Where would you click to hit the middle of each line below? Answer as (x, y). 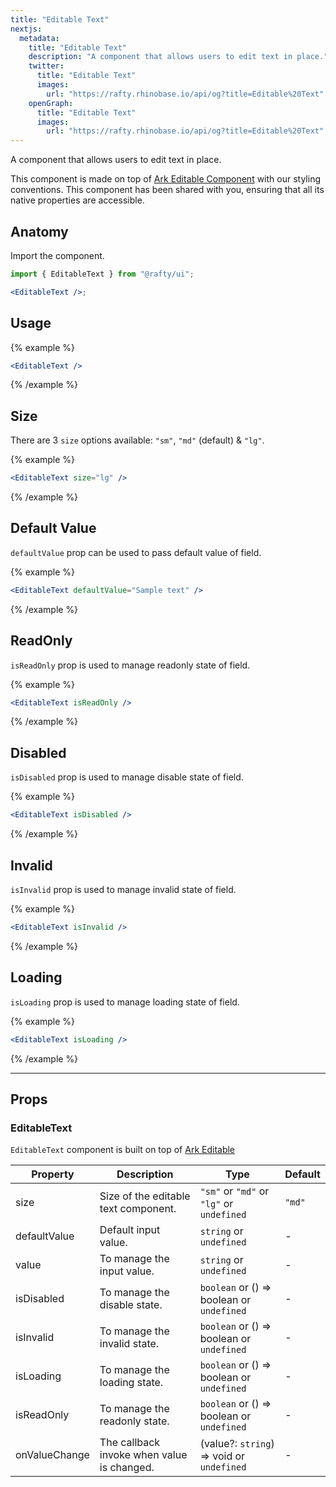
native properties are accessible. (77, 200)
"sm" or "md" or (234, 1191)
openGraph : (51, 103)
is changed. (127, 1468)
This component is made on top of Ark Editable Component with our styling (165, 179)
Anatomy (39, 231)
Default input (130, 1230)
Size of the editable (145, 1196)
